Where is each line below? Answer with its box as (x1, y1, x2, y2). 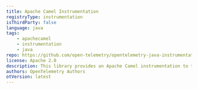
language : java (6, 25, 44, 31)
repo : (6, 52, 19, 58)
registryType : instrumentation (6, 14, 83, 20)
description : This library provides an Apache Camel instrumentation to (6, 63, 189, 69)
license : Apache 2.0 (6, 57, 57, 63)
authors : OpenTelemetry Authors (6, 69, 85, 74)
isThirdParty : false (6, 19, 57, 25)
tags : (6, 30, 19, 36)
